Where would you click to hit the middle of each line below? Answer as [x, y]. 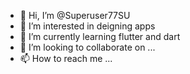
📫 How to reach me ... [66, 58]
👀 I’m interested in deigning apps [87, 26]
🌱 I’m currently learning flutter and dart [100, 36]
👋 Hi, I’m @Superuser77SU [75, 15]
